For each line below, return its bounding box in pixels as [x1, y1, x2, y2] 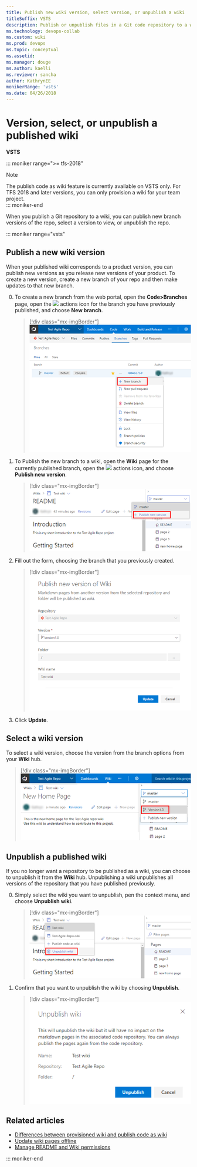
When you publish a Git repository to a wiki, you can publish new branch [6, 213, 181, 220]
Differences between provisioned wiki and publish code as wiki [14, 1131, 167, 1138]
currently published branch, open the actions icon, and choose [14, 464, 174, 471]
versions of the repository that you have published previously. [6, 880, 155, 887]
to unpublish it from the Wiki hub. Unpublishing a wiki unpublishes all [6, 874, 174, 881]
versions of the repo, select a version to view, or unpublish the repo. [6, 219, 171, 226]
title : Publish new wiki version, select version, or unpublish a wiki [6, 9, 185, 15]
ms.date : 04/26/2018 [6, 90, 57, 97]
